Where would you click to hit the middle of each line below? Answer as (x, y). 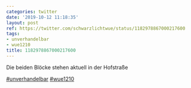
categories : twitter (32, 12)
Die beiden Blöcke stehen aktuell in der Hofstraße (67, 67)
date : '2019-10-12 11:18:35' (42, 17)
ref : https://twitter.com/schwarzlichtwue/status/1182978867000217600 (96, 28)
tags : (13, 34)
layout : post (22, 23)
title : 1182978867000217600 (41, 51)
